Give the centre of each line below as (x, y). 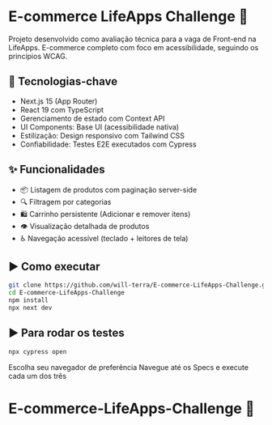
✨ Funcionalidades (57, 170)
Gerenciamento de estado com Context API (92, 118)
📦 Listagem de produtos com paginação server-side (108, 189)
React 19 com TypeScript (62, 109)
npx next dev (30, 308)
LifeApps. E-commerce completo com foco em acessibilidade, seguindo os (134, 47)
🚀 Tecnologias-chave (63, 81)
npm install (28, 300)
